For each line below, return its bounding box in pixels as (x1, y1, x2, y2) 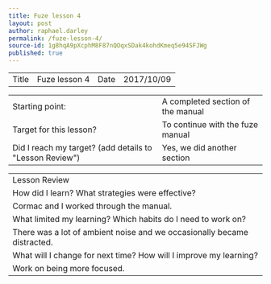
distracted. (12, 237, 53, 248)
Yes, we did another (161, 142, 237, 153)
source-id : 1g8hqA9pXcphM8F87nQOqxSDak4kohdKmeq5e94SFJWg (8, 42, 207, 50)
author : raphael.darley (8, 27, 89, 35)
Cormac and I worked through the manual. (12, 200, 173, 212)
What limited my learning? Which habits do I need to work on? (12, 214, 247, 224)
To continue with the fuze (161, 119, 258, 130)
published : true (8, 49, 63, 57)
